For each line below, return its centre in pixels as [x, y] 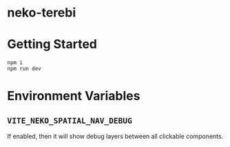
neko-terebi [42, 13]
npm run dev [24, 69]
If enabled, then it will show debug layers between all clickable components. [115, 137]
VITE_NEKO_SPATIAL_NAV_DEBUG [70, 120]
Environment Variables [74, 96]
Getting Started [52, 45]
